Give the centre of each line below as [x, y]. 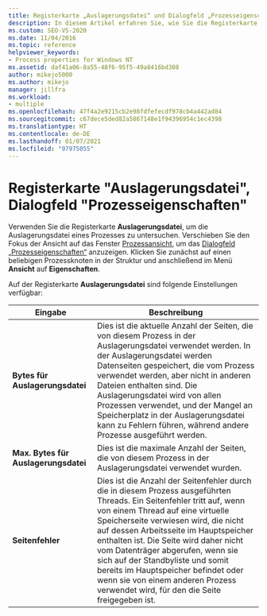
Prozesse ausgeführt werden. [152, 436]
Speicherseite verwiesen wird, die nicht [170, 521]
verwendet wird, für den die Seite [159, 591]
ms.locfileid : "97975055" [51, 149]
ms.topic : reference [43, 45]
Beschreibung [176, 312]
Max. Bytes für [41, 453]
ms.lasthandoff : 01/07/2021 [55, 141]
